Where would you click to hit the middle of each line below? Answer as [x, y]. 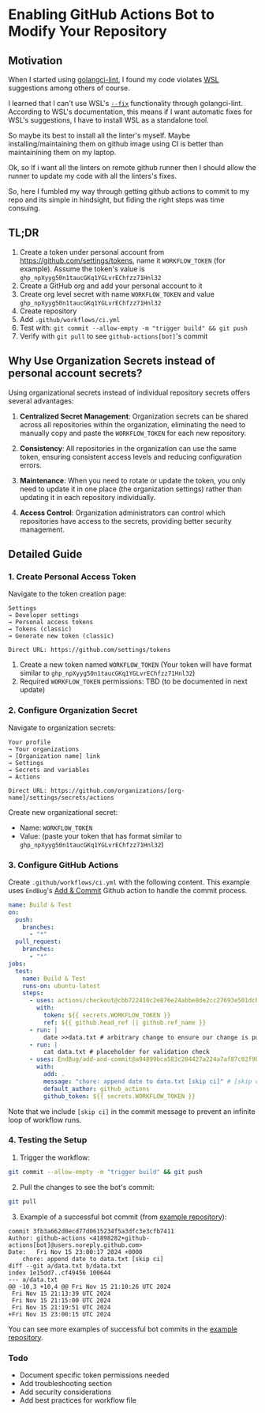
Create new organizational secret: [63, 812]
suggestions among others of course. [69, 88]
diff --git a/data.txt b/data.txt [65, 1266]
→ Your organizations [44, 749]
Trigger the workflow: [55, 1157]
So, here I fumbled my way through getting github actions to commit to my [129, 191]
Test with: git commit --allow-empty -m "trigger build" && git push [134, 328]
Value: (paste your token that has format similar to [101, 835]
